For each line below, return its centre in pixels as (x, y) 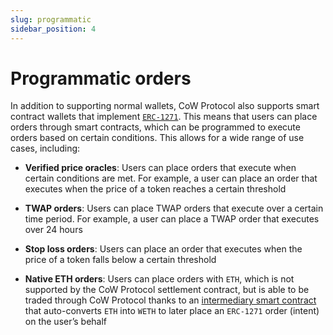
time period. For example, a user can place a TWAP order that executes (172, 219)
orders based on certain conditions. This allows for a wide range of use (157, 138)
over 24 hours (53, 230)
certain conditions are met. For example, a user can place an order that (171, 178)
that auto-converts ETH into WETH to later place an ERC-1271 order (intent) (172, 311)
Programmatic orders (101, 78)
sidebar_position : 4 (53, 29)
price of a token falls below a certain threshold (120, 260)
